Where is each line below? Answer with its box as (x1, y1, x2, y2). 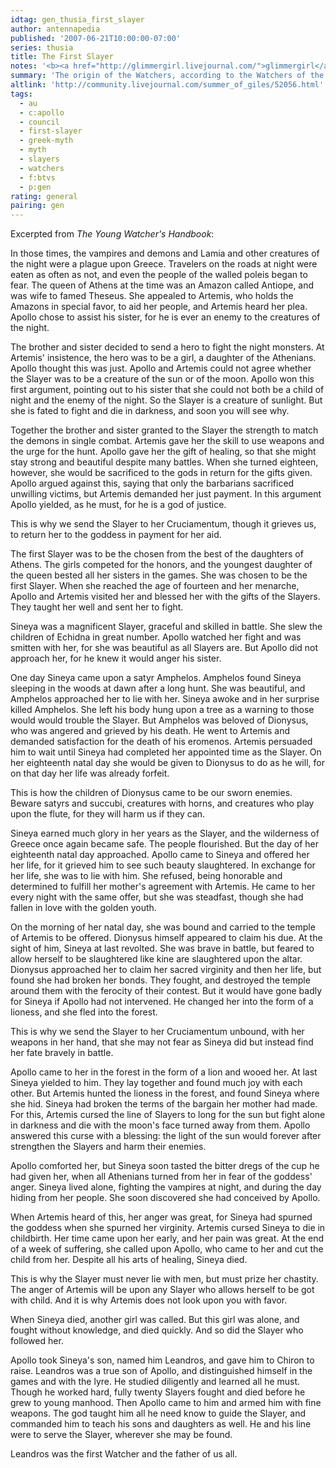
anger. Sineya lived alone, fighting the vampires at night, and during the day (10, 1181, 322, 1193)
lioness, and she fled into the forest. (10, 1006, 158, 1018)
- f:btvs (19, 172, 56, 183)
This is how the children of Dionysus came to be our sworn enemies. (10, 787, 293, 799)
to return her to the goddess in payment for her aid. (10, 529, 222, 541)
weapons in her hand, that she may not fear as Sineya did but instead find (10, 1036, 314, 1048)
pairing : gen (10, 201, 65, 211)
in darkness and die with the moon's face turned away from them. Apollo (10, 1119, 311, 1131)
